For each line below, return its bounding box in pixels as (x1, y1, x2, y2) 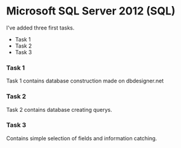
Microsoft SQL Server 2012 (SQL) (6, 4, 176, 18)
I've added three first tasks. (6, 24, 75, 31)
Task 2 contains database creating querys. (6, 106, 113, 113)
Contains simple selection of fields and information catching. (6, 134, 157, 142)
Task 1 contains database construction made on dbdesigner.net (6, 77, 164, 85)
